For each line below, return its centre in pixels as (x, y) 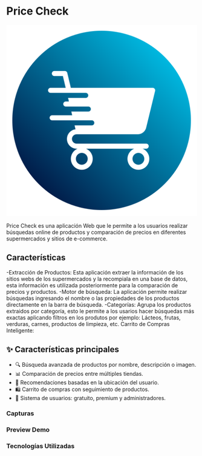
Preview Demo (28, 430)
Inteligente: (20, 330)
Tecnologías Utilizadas (41, 446)
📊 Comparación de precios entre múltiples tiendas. (79, 373)
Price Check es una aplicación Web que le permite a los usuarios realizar (97, 225)
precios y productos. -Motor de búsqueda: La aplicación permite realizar (97, 291)
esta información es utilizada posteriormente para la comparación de (92, 285)
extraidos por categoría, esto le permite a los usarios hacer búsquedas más (100, 311)
